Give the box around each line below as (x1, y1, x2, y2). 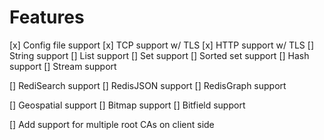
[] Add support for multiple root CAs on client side (9, 118, 215, 130)
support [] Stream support (9, 60, 117, 72)
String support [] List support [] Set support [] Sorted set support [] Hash (9, 49, 310, 61)
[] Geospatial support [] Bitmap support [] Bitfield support (9, 99, 246, 111)
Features (9, 6, 85, 29)
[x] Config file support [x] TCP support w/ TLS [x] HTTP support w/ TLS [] (9, 39, 314, 51)
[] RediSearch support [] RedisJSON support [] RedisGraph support (9, 79, 287, 91)
